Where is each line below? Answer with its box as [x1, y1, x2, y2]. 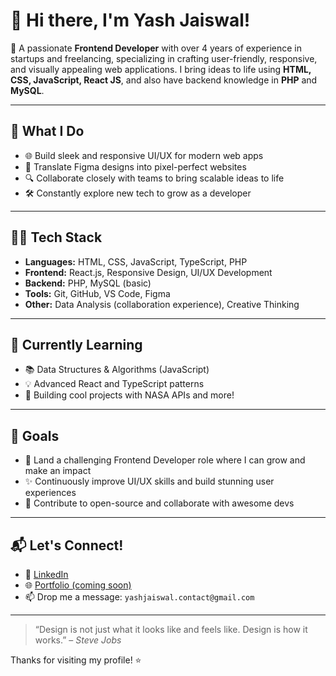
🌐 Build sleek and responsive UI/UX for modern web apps [24, 149, 264, 161]
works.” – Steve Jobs [34, 634, 122, 646]
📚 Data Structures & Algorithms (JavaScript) [24, 364, 210, 376]
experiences [24, 487, 77, 499]
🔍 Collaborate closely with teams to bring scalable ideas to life [24, 172, 285, 184]
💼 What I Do [10, 123, 85, 140]
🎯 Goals [10, 427, 60, 444]
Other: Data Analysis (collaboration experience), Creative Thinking [24, 298, 300, 310]
